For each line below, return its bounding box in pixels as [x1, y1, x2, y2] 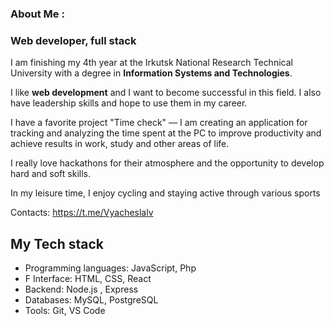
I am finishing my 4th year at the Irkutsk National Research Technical [10, 57, 293, 69]
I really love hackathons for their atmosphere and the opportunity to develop [10, 157, 325, 169]
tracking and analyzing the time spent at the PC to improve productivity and [10, 127, 322, 139]
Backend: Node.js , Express [24, 283, 139, 296]
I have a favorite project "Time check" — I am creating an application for [10, 117, 308, 129]
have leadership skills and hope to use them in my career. [10, 97, 248, 109]
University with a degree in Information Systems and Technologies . [10, 67, 293, 79]
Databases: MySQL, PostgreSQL [24, 294, 159, 306]
